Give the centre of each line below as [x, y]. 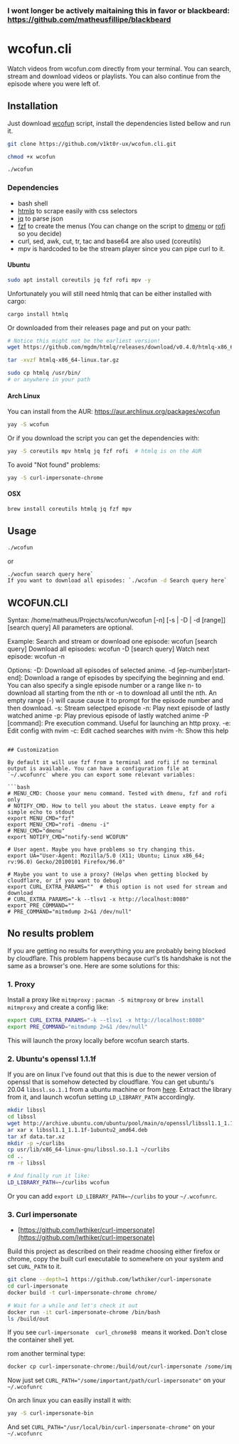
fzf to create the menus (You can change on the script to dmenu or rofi [121, 225]
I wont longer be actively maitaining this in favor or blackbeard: [118, 11]
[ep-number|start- [204, 670]
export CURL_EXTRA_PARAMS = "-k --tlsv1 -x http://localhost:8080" [106, 1020]
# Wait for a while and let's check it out [73, 1305]
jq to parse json [41, 218]
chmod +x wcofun [31, 156]
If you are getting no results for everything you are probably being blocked [117, 950]
